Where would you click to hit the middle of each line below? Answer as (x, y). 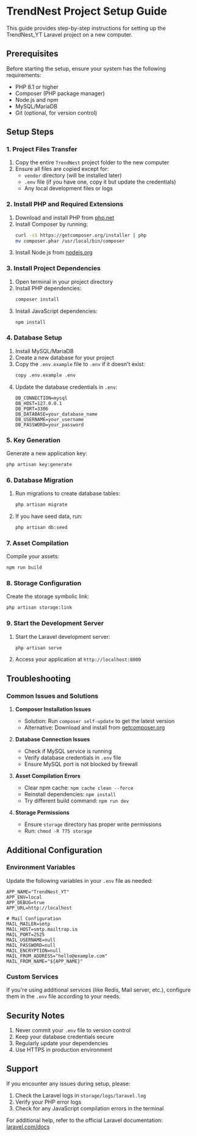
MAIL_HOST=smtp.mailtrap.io (42, 929)
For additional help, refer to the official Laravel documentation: (85, 1120)
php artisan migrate (41, 505)
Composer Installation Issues (53, 710)
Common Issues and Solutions (52, 696)
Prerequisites (32, 54)
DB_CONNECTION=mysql (41, 398)
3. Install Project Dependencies (53, 268)
